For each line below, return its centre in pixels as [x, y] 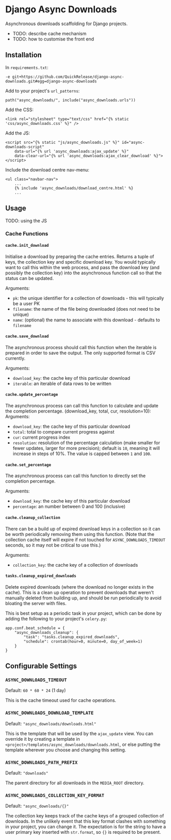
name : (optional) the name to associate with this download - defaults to [86, 320]
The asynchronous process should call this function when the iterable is [81, 347]
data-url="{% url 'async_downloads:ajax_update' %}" [72, 151]
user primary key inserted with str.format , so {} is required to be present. [83, 832]
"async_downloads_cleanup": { [47, 632]
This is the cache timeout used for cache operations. [61, 700]
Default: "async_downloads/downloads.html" [51, 723]
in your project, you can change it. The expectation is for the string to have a [86, 827]
